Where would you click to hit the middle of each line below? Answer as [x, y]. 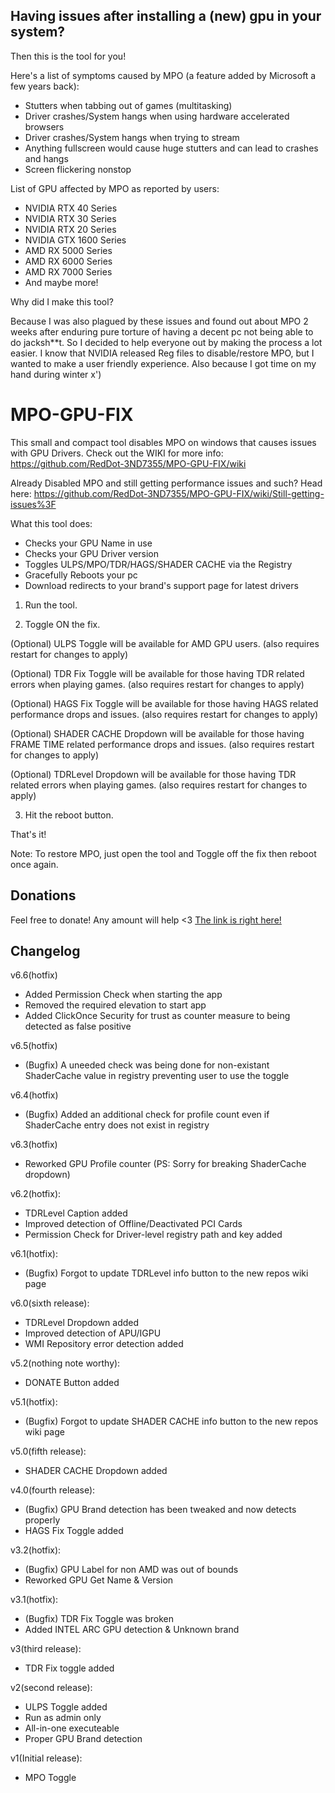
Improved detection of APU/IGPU [93, 1333]
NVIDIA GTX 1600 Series [75, 240]
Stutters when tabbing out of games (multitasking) [128, 105]
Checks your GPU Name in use [88, 543]
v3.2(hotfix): [36, 1550]
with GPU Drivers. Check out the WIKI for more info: [117, 453]
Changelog [45, 950]
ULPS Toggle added [66, 1707]
